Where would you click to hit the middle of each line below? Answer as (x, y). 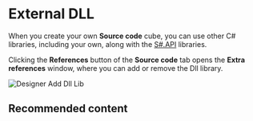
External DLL (51, 14)
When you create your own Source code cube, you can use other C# (122, 36)
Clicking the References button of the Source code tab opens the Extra (127, 60)
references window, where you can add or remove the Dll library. (116, 68)
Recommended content (68, 109)
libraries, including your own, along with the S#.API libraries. (108, 44)
